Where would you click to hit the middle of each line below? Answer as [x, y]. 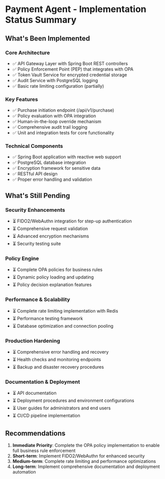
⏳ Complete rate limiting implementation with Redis [65, 311]
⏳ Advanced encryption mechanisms [51, 236]
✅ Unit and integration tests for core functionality [63, 133]
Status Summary [41, 20]
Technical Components [34, 146]
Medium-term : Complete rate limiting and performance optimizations [84, 461]
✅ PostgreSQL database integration [49, 163]
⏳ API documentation [34, 393]
